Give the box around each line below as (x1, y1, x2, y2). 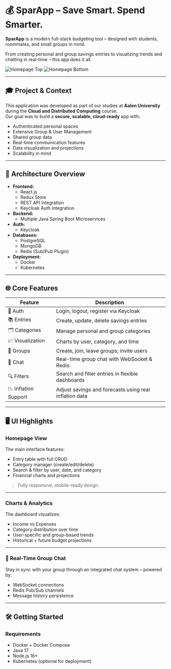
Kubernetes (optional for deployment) (12, 658, 92, 664)
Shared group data (12, 134, 52, 140)
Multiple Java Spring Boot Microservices (20, 215, 106, 222)
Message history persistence (12, 592, 74, 599)
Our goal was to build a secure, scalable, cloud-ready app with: (5, 113, 140, 119)
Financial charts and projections (12, 472, 80, 479)
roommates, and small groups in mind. (5, 41, 85, 47)
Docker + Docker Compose (12, 642, 70, 648)
